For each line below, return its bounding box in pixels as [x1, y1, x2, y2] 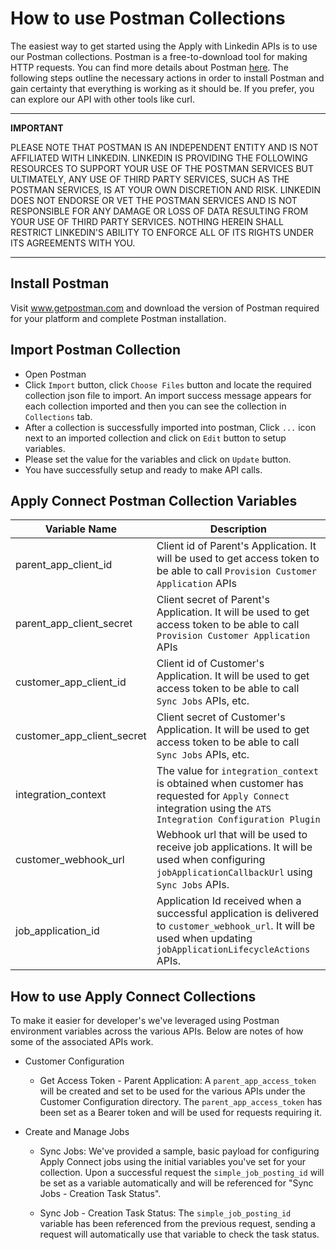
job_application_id [15, 924, 100, 938]
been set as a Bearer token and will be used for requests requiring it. [39, 1107, 323, 1119]
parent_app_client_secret [15, 617, 133, 631]
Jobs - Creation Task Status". [39, 1188, 162, 1200]
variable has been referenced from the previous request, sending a [39, 1218, 316, 1230]
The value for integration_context [156, 764, 319, 778]
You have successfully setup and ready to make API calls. [24, 463, 263, 476]
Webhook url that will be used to [156, 828, 308, 842]
